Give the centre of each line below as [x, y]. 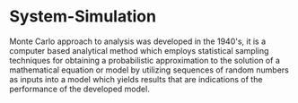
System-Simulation [83, 17]
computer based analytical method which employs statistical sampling [139, 50]
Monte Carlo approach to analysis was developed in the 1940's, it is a [138, 41]
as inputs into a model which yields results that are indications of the [136, 79]
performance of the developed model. [79, 89]
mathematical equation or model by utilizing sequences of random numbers [149, 70]
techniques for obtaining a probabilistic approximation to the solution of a [145, 60]
